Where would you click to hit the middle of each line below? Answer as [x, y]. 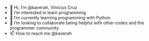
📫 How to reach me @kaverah [41, 33]
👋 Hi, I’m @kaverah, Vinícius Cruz [43, 7]
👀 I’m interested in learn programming [48, 13]
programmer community [34, 28]
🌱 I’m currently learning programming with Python [60, 18]
